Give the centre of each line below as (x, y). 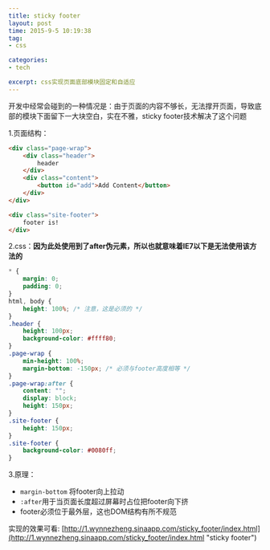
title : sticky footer (45, 16)
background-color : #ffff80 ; (70, 339)
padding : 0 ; (43, 287)
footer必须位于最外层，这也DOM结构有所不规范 (98, 511)
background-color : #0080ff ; (70, 450)
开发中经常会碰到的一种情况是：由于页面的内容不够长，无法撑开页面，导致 (131, 106)
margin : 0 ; (41, 279)
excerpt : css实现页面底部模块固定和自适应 (72, 82)
